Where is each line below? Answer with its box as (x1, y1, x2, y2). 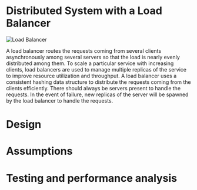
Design (6, 118, 42, 131)
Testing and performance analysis (6, 171, 178, 185)
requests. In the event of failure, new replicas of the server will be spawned (6, 91, 189, 98)
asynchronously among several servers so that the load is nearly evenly (6, 53, 181, 60)
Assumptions (6, 145, 73, 158)
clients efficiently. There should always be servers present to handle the (6, 84, 181, 91)
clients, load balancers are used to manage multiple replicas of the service (6, 66, 187, 73)
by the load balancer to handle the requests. (6, 97, 113, 104)
